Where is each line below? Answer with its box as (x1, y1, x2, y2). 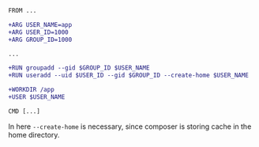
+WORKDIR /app (8, 86, 55, 94)
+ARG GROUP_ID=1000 (8, 36, 73, 43)
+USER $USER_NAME (8, 93, 66, 101)
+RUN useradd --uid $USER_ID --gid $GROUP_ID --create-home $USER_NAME (8, 71, 249, 80)
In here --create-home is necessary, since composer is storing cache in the (8, 122, 252, 131)
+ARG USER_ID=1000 (8, 28, 69, 36)
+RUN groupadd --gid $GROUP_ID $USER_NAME (8, 64, 150, 72)
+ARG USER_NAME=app (8, 21, 73, 28)
